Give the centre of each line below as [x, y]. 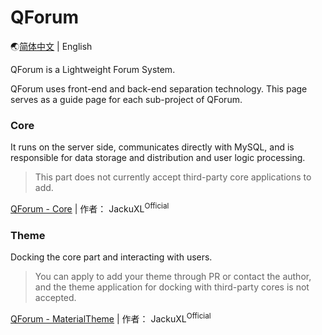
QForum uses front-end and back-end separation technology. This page [159, 88]
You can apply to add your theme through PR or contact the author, [173, 277]
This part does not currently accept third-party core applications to [173, 177]
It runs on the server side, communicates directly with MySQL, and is [152, 147]
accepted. [55, 298]
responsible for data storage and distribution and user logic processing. [158, 158]
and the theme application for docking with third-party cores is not [172, 287]
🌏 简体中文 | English [51, 46]
